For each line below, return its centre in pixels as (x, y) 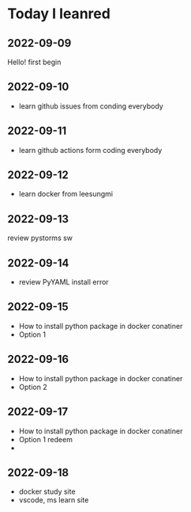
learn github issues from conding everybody (91, 106)
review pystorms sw (40, 238)
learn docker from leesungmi (66, 194)
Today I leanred (59, 14)
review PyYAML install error (64, 282)
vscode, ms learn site (54, 500)
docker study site (47, 491)
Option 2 (33, 387)
